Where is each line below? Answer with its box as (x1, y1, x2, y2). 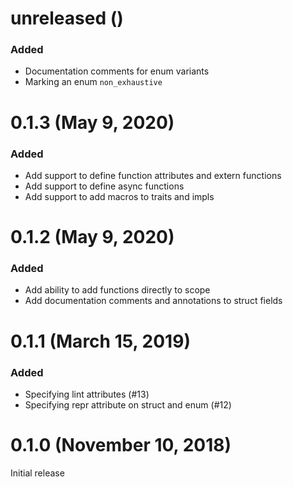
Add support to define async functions (24, 180, 185, 192)
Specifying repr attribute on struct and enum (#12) (24, 398, 232, 411)
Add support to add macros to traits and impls (24, 190, 215, 202)
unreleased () (10, 7, 124, 30)
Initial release (10, 467, 65, 479)
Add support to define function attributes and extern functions (24, 169, 282, 181)
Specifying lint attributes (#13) (24, 388, 150, 400)
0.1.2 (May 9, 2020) (10, 226, 175, 249)
